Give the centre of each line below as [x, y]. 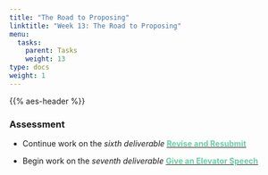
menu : [19, 34]
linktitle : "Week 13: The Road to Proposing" [95, 26]
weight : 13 [46, 59]
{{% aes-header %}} [47, 101]
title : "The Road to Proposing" [69, 17]
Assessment [37, 124]
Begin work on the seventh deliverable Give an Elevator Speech [140, 161]
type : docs [29, 68]
